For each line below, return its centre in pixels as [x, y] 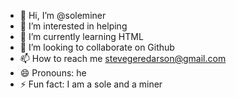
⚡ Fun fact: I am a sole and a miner [91, 84]
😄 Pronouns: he [53, 73]
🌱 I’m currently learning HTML [81, 36]
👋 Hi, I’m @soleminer [63, 15]
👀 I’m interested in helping [73, 26]
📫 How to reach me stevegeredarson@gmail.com [123, 58]
